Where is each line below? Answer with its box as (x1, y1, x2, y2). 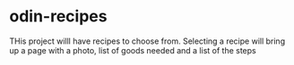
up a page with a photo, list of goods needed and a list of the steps (9, 45, 257, 55)
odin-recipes (9, 6, 108, 27)
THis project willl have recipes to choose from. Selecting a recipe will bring (9, 36, 285, 46)
